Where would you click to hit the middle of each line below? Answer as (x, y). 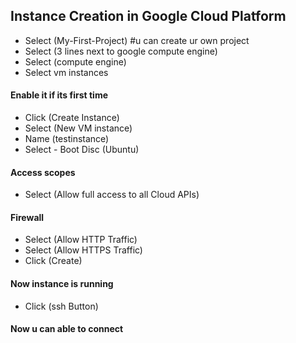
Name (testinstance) (67, 139)
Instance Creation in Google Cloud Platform (148, 16)
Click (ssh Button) (61, 306)
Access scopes (43, 172)
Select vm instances (66, 72)
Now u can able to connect (67, 329)
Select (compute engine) (75, 61)
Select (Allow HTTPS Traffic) (83, 250)
